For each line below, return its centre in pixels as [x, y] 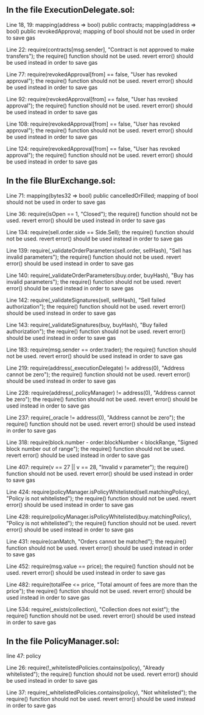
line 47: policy [24, 656]
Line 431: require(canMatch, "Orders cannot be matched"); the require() [97, 541]
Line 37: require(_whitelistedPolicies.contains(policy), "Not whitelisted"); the [101, 692]
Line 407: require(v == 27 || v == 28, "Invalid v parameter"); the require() [97, 467]
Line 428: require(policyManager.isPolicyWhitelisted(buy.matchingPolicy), [99, 516]
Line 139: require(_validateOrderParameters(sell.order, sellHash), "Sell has [99, 250]
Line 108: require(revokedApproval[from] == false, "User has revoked [93, 124]
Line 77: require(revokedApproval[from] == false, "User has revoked [92, 74]
